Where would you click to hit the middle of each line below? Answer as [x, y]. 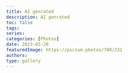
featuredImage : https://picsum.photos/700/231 [64, 50]
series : [16, 34]
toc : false [19, 22]
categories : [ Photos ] [33, 39]
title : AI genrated [30, 11]
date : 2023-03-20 [27, 45]
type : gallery [24, 61]
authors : [17, 55]
